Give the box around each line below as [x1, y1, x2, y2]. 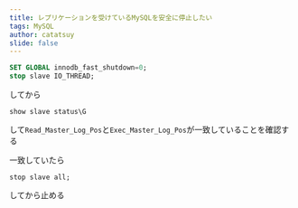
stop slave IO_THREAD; [9, 71, 95, 81]
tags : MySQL [9, 22, 54, 31]
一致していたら [9, 155, 65, 165]
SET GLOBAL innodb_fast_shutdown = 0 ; [9, 63, 147, 72]
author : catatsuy [9, 30, 75, 39]
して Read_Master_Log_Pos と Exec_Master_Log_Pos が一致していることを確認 [9, 124, 282, 135]
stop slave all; [9, 173, 70, 182]
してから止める [9, 190, 65, 200]
